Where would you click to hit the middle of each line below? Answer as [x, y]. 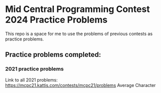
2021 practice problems [34, 69]
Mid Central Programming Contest [78, 9]
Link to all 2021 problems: [31, 80]
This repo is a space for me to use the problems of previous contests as [79, 33]
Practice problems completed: [53, 55]
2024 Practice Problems [56, 20]
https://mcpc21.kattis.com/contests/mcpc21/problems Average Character [80, 85]
